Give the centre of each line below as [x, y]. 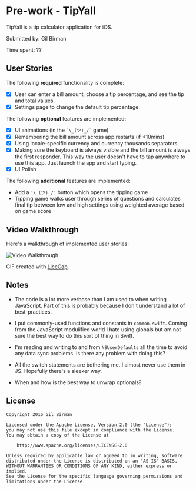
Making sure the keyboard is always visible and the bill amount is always [102, 150]
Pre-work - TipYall [51, 11]
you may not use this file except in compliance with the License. [91, 430]
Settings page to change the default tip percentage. [77, 107]
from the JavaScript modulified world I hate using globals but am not [98, 329]
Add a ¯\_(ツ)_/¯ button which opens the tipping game [81, 192]
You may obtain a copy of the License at [58, 435]
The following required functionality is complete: [65, 82]
